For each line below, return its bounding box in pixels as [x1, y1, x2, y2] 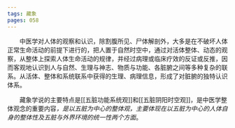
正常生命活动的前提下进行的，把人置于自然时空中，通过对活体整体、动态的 [7, 45, 222, 54]
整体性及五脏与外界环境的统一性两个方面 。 [19, 113, 142, 121]
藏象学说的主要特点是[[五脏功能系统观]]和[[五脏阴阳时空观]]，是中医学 [20, 95, 222, 104]
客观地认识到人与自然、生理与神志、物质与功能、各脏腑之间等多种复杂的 [13, 63, 222, 71]
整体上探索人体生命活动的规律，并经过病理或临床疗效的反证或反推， [25, 54, 222, 63]
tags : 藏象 [7, 10, 37, 17]
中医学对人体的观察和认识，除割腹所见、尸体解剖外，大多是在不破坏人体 [20, 36, 228, 45]
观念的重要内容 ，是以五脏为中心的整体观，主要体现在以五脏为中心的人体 [13, 104, 222, 113]
